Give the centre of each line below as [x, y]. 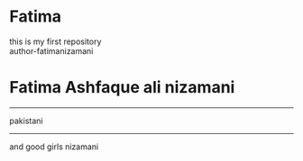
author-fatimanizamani [51, 50]
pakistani [26, 121]
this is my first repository [55, 41]
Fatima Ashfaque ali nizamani [122, 88]
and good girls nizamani [54, 147]
